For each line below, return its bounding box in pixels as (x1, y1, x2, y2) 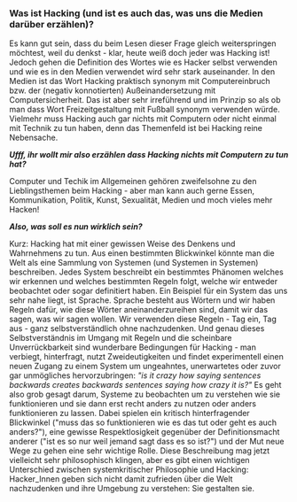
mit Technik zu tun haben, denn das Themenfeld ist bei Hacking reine (9, 123, 263, 134)
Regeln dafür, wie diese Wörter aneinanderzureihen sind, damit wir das (9, 305, 269, 315)
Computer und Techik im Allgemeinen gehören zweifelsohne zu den (9, 176, 257, 187)
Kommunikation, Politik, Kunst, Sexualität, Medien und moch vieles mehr (9, 195, 273, 205)
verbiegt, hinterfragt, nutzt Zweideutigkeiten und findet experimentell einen (9, 351, 284, 362)
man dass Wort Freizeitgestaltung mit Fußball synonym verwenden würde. (9, 104, 281, 115)
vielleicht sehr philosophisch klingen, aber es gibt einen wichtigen (9, 455, 250, 466)
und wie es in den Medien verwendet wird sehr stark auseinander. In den (9, 66, 276, 77)
